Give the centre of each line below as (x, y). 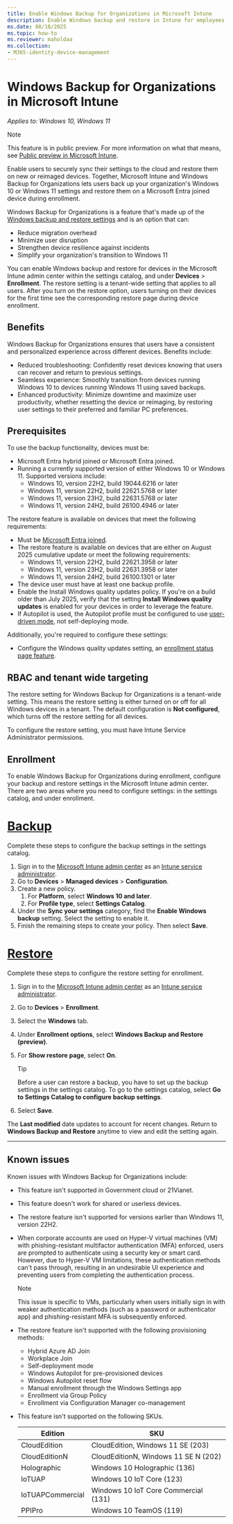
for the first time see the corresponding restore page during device (103, 298)
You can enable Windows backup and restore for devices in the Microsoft (112, 268)
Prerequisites (37, 431)
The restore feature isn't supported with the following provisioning (112, 1330)
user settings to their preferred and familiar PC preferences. (103, 409)
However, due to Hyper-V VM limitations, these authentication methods (119, 1260)
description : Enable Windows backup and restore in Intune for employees (116, 20)
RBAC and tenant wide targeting (78, 677)
